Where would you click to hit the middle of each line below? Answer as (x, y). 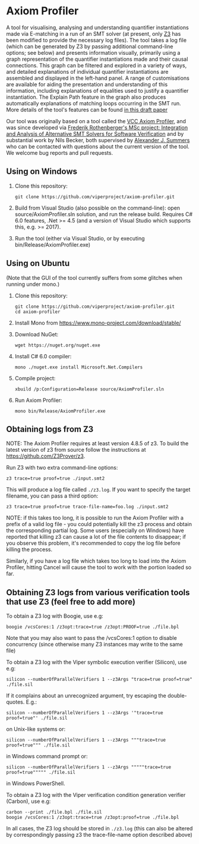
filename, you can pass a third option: (52, 496)
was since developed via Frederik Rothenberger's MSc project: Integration (97, 127)
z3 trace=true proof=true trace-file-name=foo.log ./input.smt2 (87, 507)
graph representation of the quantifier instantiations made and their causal (97, 59)
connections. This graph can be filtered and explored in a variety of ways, (97, 65)
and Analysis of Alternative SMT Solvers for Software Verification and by (95, 134)
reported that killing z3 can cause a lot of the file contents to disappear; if (96, 537)
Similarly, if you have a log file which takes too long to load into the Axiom (96, 561)
